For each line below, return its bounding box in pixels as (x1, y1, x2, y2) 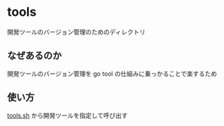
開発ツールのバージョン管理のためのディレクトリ (7, 28, 146, 36)
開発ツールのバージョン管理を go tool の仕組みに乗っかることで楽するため (7, 70, 217, 78)
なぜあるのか (7, 50, 62, 62)
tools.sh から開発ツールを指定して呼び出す (7, 111, 128, 119)
